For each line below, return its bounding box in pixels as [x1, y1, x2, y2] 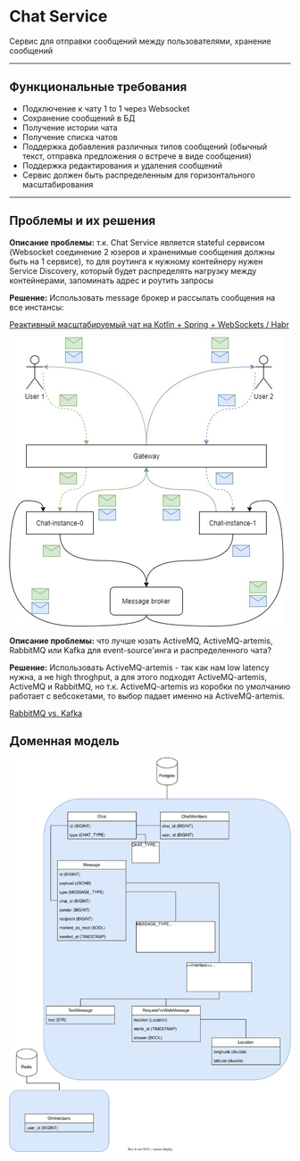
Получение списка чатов [21, 131, 118, 142]
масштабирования [21, 178, 94, 189]
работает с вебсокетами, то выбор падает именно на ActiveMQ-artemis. [9, 690, 286, 701]
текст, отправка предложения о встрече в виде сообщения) [21, 150, 252, 162]
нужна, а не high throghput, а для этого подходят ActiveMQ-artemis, [9, 671, 268, 682]
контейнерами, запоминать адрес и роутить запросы [9, 275, 214, 286]
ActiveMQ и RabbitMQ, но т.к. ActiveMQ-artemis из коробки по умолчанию [9, 681, 291, 692]
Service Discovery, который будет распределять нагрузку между [9, 265, 257, 276]
